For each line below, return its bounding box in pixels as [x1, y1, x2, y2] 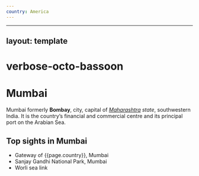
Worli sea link [14, 164, 48, 171]
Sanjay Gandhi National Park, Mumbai [14, 158, 107, 165]
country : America [6, 8, 49, 15]
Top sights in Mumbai [6, 136, 88, 146]
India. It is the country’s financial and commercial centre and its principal [6, 113, 183, 120]
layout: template [6, 36, 68, 46]
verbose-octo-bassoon [6, 60, 124, 73]
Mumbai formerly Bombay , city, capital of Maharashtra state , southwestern [6, 106, 191, 113]
